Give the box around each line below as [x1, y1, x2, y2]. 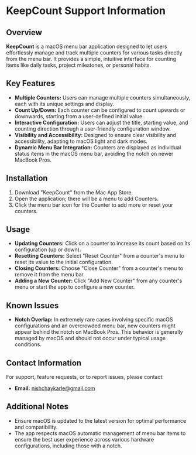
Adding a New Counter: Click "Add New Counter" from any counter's [14, 277, 183, 285]
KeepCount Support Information [6, 4, 166, 18]
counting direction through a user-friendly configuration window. [14, 125, 171, 132]
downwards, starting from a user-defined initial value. [14, 112, 145, 119]
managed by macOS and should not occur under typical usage [14, 335, 166, 342]
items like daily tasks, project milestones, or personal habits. [6, 61, 151, 69]
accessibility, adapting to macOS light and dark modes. [14, 138, 148, 145]
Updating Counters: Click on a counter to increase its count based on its [14, 240, 191, 247]
